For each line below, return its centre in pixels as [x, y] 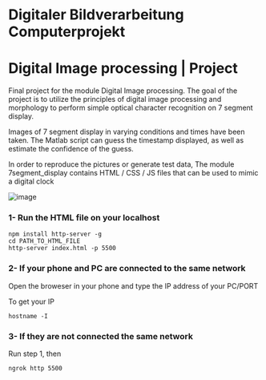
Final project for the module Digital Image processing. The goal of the [123, 91]
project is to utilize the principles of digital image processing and [115, 99]
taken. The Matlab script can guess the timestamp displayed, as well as [126, 140]
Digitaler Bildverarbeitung [96, 15]
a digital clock [31, 181]
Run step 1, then [35, 354]
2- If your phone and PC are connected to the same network [127, 269]
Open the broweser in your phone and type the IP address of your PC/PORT [133, 285]
